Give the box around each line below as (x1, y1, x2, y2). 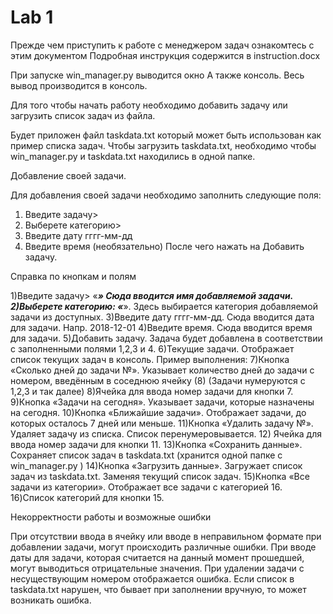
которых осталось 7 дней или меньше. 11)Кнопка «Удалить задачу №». (10, 417, 314, 429)
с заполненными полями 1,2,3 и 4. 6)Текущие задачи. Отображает (10, 342, 295, 355)
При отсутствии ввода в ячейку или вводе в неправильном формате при (10, 530, 322, 542)
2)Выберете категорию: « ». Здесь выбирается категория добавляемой (10, 300, 319, 312)
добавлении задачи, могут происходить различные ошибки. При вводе (10, 541, 317, 553)
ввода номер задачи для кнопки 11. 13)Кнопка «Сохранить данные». (10, 438, 303, 450)
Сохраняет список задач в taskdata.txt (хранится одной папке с (10, 449, 283, 461)
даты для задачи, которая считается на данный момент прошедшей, (10, 551, 305, 563)
